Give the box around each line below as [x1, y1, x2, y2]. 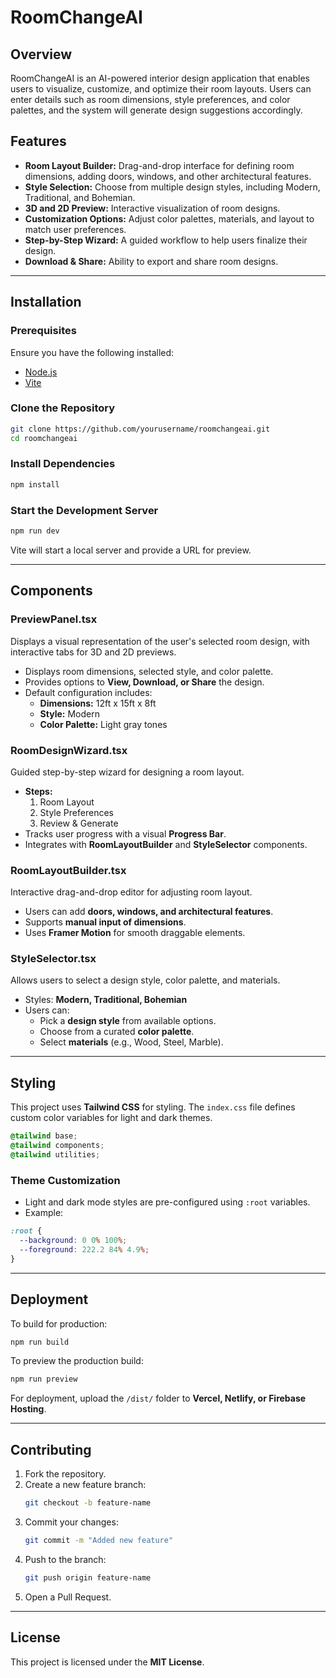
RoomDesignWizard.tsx [10, 743, 128, 757]
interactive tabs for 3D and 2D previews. [10, 646, 177, 658]
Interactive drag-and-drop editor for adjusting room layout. [10, 886, 253, 898]
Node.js [24, 366, 58, 378]
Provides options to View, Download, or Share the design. [24, 676, 265, 688]
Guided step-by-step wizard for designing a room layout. [10, 766, 245, 778]
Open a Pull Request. [24, 1591, 112, 1603]
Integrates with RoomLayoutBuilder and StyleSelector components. [24, 838, 308, 850]
